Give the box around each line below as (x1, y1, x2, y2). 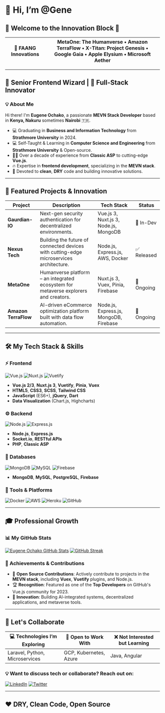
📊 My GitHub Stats (5, 535, 52, 542)
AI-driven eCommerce (40, 302, 92, 308)
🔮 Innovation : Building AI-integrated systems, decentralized (12, 594, 134, 600)
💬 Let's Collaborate (5, 618, 65, 627)
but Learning (118, 640, 149, 647)
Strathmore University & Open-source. (12, 147, 92, 153)
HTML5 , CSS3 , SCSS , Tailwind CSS (12, 387, 86, 393)
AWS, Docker (97, 255, 129, 262)
